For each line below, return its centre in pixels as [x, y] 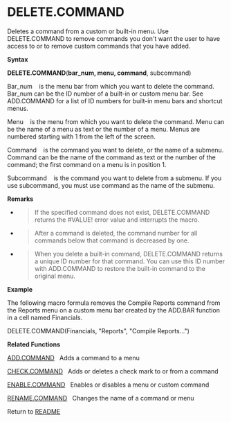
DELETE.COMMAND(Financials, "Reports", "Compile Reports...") [99, 331]
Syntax [18, 59]
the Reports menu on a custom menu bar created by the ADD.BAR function [113, 310]
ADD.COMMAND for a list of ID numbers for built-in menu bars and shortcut [115, 100]
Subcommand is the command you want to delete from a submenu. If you [114, 178]
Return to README [34, 411]
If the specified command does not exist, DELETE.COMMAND [122, 212]
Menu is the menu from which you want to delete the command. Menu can [116, 121]
